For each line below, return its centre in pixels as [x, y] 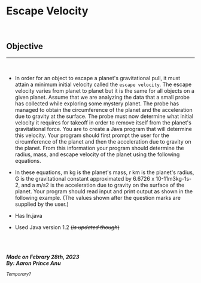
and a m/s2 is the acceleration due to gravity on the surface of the [103, 185]
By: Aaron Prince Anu [33, 263]
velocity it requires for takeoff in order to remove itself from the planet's [103, 122]
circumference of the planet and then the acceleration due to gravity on [103, 141]
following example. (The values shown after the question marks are [98, 197]
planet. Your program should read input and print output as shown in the [104, 191]
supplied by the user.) [42, 204]
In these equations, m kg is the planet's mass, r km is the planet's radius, [104, 172]
